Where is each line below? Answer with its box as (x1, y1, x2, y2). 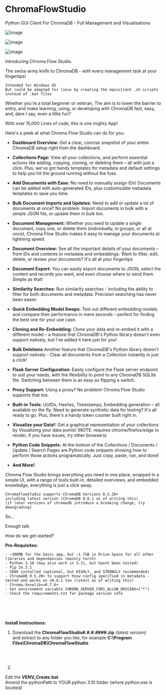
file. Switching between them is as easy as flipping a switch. (12, 377, 135, 383)
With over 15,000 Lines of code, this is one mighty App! (5, 120, 118, 126)
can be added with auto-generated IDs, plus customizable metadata (12, 185, 152, 191)
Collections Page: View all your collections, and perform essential (12, 154, 148, 160)
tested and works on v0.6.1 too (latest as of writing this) (5, 578, 134, 583)
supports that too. (12, 392, 49, 398)
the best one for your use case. (12, 316, 77, 322)
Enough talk (5, 523, 30, 529)
